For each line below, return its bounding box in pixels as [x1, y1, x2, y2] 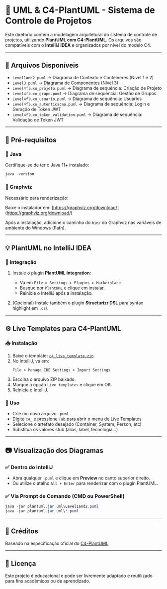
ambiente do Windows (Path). [5, 225, 66, 231]
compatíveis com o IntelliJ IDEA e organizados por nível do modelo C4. [5, 42, 152, 48]
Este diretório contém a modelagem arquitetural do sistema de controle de [5, 31, 158, 37]
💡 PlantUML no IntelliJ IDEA [5, 244, 92, 252]
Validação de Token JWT [12, 117, 64, 122]
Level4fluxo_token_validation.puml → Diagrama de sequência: [12, 112, 143, 118]
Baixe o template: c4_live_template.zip [12, 353, 94, 358]
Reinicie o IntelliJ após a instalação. [19, 290, 93, 296]
